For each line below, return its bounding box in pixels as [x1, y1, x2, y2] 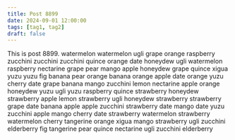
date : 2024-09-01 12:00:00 [7, 17, 87, 24]
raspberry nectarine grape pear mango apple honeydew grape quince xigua [7, 64, 228, 73]
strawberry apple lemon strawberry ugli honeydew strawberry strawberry [7, 95, 222, 103]
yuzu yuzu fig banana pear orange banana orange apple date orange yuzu [7, 72, 224, 81]
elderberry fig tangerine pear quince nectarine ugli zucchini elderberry [7, 124, 213, 133]
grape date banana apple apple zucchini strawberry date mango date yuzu [7, 102, 224, 110]
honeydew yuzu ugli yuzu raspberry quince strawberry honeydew [7, 87, 199, 95]
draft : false [7, 30, 46, 37]
